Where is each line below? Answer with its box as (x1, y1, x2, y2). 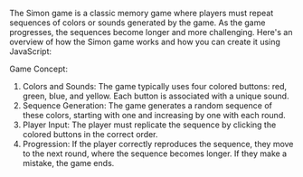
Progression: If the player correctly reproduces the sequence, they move (22, 139, 294, 149)
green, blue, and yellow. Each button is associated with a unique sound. (22, 90, 289, 101)
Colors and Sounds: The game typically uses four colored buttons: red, (22, 81, 288, 91)
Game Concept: (9, 63, 68, 74)
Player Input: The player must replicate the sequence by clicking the (22, 119, 277, 130)
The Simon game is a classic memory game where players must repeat (9, 8, 274, 18)
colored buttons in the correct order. (22, 129, 158, 139)
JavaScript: (9, 46, 52, 57)
